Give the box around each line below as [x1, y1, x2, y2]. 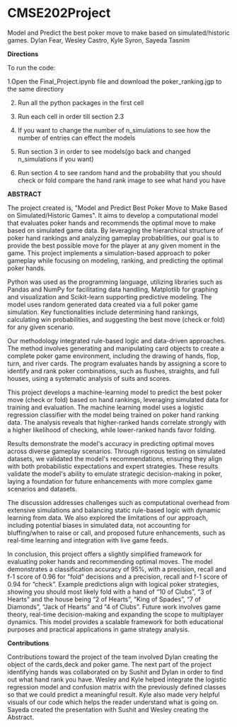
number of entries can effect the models [17, 133, 136, 142]
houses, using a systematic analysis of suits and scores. [7, 374, 171, 382]
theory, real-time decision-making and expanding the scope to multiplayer [7, 610, 224, 618]
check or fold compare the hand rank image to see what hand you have [17, 176, 226, 184]
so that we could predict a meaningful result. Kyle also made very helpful [7, 690, 220, 699]
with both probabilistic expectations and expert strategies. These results [7, 462, 219, 470]
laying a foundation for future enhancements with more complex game [7, 477, 213, 485]
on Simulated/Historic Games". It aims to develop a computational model [7, 211, 219, 219]
